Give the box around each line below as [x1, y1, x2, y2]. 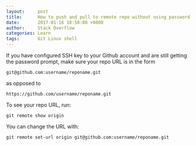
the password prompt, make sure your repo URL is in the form [6, 58, 156, 65]
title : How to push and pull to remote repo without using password [6, 14, 191, 20]
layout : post [6, 8, 49, 15]
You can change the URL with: [6, 123, 79, 130]
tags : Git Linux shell [6, 36, 77, 42]
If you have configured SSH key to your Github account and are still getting [6, 52, 187, 59]
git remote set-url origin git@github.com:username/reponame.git [6, 134, 169, 140]
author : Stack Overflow [6, 25, 75, 31]
